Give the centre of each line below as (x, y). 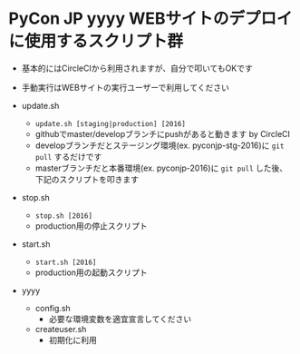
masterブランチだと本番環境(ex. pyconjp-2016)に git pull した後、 (161, 168)
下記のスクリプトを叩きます (87, 179)
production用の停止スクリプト (92, 226)
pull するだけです (68, 156)
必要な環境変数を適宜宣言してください (120, 319)
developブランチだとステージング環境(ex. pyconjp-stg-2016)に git (160, 145)
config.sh (53, 308)
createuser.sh (61, 329)
